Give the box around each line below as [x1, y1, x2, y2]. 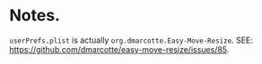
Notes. [9, 5, 61, 26]
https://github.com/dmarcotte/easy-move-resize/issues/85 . [9, 44, 230, 54]
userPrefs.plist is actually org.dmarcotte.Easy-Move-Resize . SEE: [9, 35, 253, 45]
